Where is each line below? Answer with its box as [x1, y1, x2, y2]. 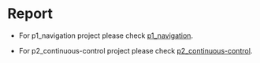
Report [7, 5, 53, 23]
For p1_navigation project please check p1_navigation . [18, 31, 194, 40]
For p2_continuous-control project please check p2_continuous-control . [18, 46, 253, 55]
